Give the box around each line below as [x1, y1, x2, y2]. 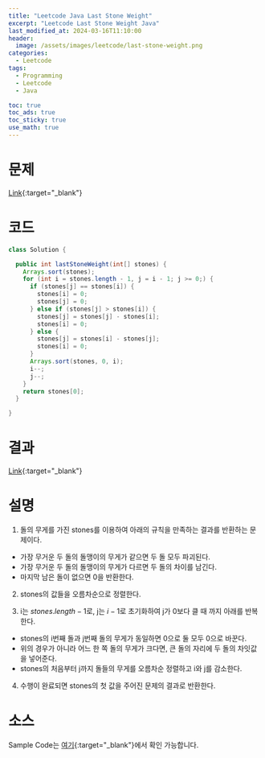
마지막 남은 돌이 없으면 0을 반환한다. [19, 572, 134, 582]
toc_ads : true [8, 109, 56, 117]
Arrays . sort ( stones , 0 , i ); [29, 357, 124, 365]
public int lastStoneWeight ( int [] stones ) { [15, 260, 167, 268]
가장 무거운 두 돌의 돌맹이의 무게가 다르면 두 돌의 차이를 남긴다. [19, 562, 217, 571]
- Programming [15, 72, 63, 80]
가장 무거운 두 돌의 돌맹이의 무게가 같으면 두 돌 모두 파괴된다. [19, 552, 211, 562]
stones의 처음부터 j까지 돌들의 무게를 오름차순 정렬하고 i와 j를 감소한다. [19, 664, 243, 673]
